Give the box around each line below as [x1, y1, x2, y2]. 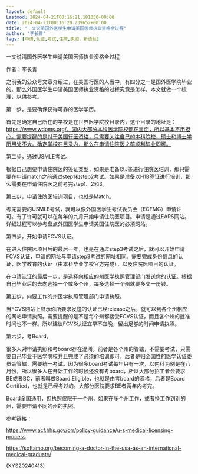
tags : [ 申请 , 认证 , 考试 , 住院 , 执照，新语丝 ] [6, 36, 100, 42]
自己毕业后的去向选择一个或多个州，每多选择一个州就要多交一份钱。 [6, 280, 171, 287]
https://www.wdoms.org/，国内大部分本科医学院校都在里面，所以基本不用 [6, 125, 186, 133]
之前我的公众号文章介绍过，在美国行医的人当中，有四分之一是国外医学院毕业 [6, 78, 192, 85]
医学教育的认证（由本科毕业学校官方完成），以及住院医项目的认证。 [16, 260, 179, 267]
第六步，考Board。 [6, 333, 52, 340]
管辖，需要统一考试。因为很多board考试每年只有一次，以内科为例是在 [16, 360, 186, 367]
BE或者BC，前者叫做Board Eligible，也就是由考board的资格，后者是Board [6, 375, 186, 382]
